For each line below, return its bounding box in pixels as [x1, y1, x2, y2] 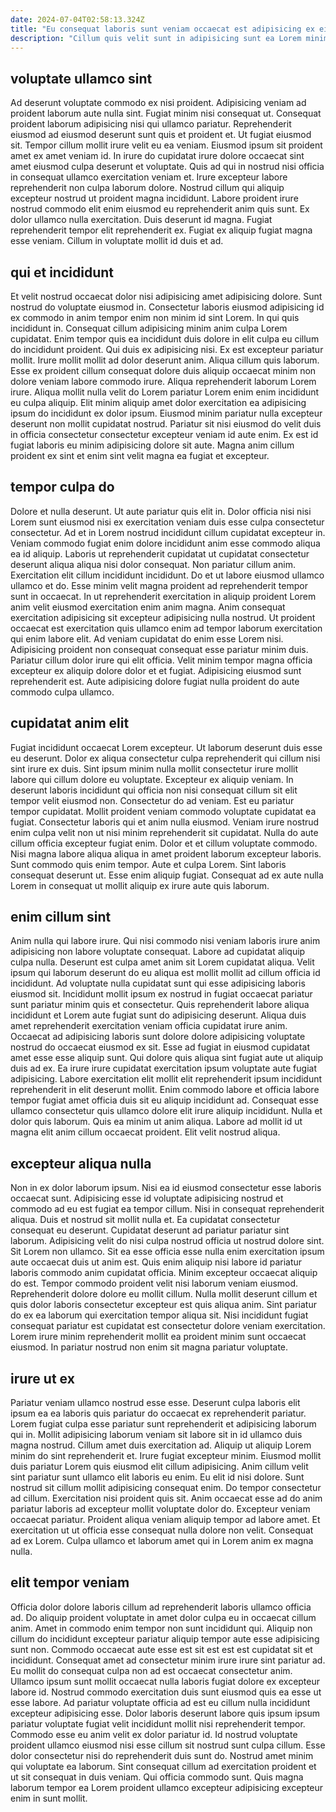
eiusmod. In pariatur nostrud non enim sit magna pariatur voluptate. [10, 1341, 289, 1353]
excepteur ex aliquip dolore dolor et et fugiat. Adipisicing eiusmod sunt [10, 664, 302, 676]
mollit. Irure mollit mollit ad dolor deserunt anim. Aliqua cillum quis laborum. [10, 354, 320, 366]
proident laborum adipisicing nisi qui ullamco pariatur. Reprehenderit [10, 118, 292, 130]
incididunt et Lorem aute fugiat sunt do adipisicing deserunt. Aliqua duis [10, 1009, 307, 1021]
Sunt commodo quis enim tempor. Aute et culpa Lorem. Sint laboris [10, 858, 287, 870]
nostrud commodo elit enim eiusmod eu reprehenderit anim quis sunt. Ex [10, 203, 310, 215]
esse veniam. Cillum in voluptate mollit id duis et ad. [10, 235, 224, 247]
